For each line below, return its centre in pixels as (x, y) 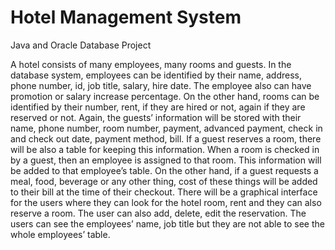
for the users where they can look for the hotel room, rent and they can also (166, 202)
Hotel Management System (126, 17)
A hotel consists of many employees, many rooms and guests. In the (151, 64)
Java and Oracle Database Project (81, 45)
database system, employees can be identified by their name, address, (156, 75)
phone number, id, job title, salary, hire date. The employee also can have (161, 85)
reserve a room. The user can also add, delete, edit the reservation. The (158, 213)
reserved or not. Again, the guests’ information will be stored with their (156, 117)
